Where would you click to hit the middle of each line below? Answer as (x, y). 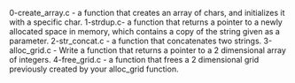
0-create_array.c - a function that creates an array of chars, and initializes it (147, 13)
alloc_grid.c (30, 50)
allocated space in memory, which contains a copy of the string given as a (145, 31)
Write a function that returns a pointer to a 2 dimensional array (172, 50)
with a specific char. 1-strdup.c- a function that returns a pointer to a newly (146, 22)
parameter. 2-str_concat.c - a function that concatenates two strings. (136, 41)
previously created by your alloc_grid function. (94, 69)
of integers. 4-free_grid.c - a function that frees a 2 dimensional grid (134, 60)
